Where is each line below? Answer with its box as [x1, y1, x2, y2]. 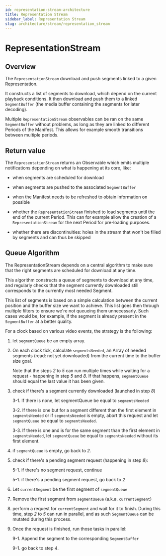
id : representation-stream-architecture [5, 7, 90, 12]
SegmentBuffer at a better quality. [5, 318, 73, 324]
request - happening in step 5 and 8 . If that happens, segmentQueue [12, 373, 149, 379]
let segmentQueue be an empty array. [12, 337, 85, 344]
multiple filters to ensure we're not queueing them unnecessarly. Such [5, 307, 149, 314]
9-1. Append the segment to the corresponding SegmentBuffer [12, 535, 139, 541]
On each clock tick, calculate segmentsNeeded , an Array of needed [12, 347, 147, 353]
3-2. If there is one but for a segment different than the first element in [12, 407, 157, 413]
